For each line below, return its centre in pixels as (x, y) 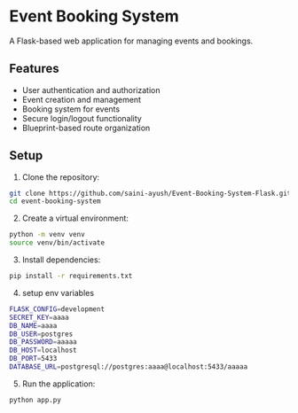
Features (34, 69)
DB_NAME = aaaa (33, 325)
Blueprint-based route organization (86, 128)
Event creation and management (82, 99)
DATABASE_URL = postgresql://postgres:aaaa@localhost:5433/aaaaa (129, 367)
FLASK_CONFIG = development (57, 309)
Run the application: (59, 384)
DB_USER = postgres (41, 334)
